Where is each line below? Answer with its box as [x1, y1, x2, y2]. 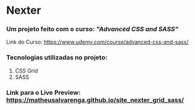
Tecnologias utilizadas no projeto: [6, 53, 108, 62]
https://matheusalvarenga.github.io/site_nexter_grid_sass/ [6, 96, 184, 104]
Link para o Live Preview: [6, 88, 81, 96]
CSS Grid [14, 67, 38, 74]
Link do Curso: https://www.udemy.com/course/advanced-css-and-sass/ [6, 38, 189, 45]
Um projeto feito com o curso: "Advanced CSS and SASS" [6, 25, 179, 33]
